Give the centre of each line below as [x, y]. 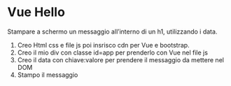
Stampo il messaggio [48, 75]
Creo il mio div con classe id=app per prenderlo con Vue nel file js [113, 52]
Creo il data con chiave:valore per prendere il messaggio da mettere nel [120, 59]
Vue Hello [36, 12]
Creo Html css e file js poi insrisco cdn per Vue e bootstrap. [104, 45]
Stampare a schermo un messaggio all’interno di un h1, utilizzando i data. [112, 31]
